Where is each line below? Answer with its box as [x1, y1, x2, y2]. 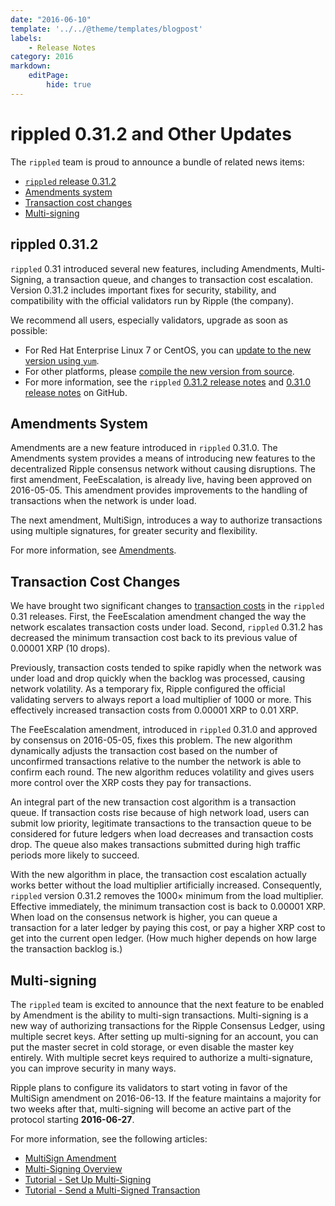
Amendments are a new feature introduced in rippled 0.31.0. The [10, 442, 278, 454]
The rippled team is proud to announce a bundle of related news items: [10, 156, 305, 168]
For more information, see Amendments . [10, 544, 177, 556]
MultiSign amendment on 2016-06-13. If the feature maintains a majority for [10, 1092, 322, 1104]
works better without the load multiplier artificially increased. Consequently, [10, 879, 323, 891]
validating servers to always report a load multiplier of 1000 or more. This [10, 694, 312, 706]
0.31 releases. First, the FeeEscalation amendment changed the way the [10, 611, 307, 623]
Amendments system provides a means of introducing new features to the [10, 452, 316, 465]
